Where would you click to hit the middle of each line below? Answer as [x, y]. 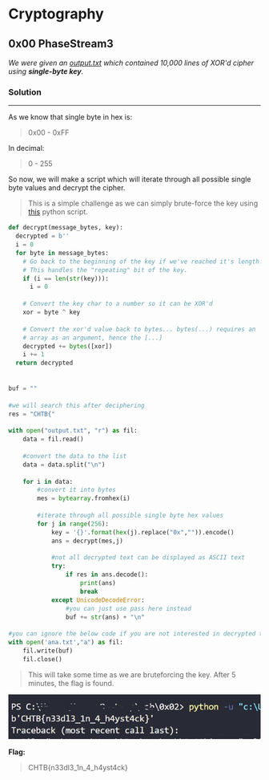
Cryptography [56, 14]
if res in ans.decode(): [107, 575]
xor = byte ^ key [52, 313]
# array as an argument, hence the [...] [92, 338]
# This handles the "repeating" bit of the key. [105, 270]
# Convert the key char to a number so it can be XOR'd [118, 304]
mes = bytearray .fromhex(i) [84, 498]
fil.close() [42, 659]
